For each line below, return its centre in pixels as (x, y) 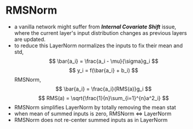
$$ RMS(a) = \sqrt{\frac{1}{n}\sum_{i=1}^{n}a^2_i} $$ (104, 98)
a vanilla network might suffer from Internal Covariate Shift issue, (95, 27)
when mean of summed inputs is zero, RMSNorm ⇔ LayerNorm (93, 114)
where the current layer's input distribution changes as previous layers (101, 33)
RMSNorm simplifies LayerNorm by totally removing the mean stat (95, 107)
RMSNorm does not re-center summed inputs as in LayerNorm (91, 120)
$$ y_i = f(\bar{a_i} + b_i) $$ (104, 70)
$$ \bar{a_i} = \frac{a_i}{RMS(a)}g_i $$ (104, 89)
